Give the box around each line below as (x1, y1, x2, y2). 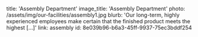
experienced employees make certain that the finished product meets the (6, 18, 191, 24)
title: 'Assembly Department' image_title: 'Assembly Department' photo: (6, 5, 186, 12)
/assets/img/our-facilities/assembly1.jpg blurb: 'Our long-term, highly (6, 11, 180, 18)
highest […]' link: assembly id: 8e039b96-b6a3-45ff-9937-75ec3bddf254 (6, 24, 193, 31)
